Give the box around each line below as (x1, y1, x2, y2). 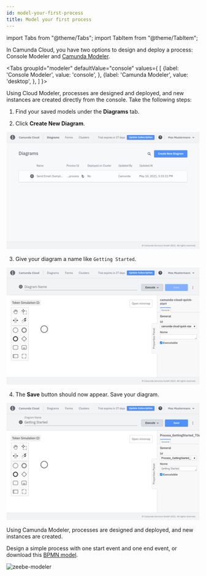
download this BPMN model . (6, 551, 78, 558)
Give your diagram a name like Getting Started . (15, 255, 137, 262)
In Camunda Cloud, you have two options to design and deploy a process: (6, 46, 193, 53)
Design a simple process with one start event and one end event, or (6, 544, 177, 552)
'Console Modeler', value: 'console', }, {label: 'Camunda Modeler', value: (6, 71, 189, 78)
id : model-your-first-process (6, 10, 84, 16)
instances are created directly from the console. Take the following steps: (6, 96, 192, 103)
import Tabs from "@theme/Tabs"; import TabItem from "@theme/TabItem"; (6, 34, 198, 41)
